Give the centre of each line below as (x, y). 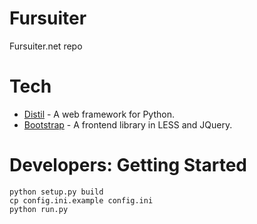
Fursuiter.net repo (46, 46)
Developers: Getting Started (128, 165)
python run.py (39, 209)
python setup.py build (56, 192)
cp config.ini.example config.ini (81, 200)
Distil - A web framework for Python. (99, 114)
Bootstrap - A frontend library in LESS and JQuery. (128, 124)
